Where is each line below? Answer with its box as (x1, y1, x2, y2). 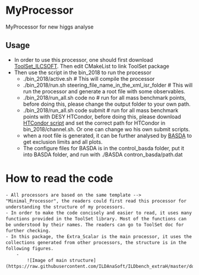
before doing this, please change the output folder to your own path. (23, 100, 191, 108)
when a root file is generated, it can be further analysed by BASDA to (23, 132, 192, 139)
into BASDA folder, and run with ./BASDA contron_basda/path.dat (23, 151, 183, 158)
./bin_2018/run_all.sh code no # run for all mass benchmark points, (23, 94, 187, 101)
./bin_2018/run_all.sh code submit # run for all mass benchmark (23, 106, 179, 113)
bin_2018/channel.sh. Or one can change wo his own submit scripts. (23, 125, 191, 132)
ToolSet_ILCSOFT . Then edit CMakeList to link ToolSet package (14, 62, 170, 69)
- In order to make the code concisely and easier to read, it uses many (5, 210, 192, 216)
